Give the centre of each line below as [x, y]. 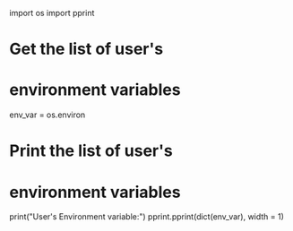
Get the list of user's [86, 49]
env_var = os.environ [47, 115]
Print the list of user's [91, 151]
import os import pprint [52, 13]
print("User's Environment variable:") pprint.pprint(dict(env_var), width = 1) [147, 217]
